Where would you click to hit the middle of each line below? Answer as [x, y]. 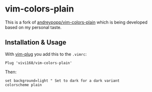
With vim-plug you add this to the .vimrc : [46, 54]
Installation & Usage [36, 43]
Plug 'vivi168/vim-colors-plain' [39, 63]
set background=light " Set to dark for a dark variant [62, 80]
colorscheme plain [23, 85]
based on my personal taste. [33, 27]
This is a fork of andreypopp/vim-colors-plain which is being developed [76, 22]
